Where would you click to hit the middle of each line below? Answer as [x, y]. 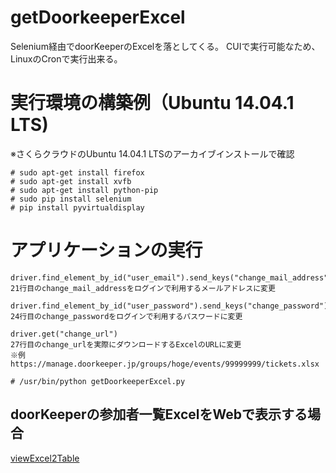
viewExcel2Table [45, 458]
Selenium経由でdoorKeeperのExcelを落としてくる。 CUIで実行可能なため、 [165, 46]
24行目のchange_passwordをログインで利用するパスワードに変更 [126, 316]
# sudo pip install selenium [71, 199]
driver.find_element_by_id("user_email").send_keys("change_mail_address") [171, 277]
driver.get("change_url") [64, 334]
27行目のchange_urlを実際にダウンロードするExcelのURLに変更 [126, 344]
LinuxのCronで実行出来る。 [66, 58]
